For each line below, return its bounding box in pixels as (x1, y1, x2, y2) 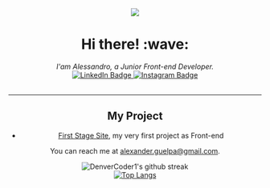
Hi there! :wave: (80, 35, 190, 54)
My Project (107, 110, 163, 123)
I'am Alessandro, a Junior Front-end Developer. (55, 62, 215, 71)
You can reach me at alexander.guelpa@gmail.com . (49, 146, 221, 155)
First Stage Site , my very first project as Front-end (58, 130, 224, 140)
